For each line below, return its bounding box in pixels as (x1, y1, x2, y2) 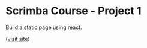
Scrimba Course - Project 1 (5, 4, 142, 18)
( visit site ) (5, 35, 31, 42)
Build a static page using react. (5, 24, 82, 31)
